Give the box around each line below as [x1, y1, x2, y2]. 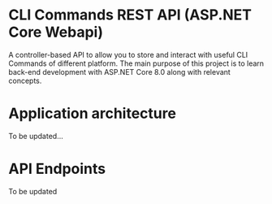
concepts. [8, 76, 42, 85]
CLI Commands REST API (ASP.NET [8, 6, 253, 24]
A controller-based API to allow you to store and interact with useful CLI [8, 50, 248, 59]
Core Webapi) [8, 23, 104, 41]
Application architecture [8, 104, 177, 123]
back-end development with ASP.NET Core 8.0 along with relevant [8, 67, 231, 76]
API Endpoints [8, 160, 106, 178]
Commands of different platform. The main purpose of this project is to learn [8, 59, 265, 68]
